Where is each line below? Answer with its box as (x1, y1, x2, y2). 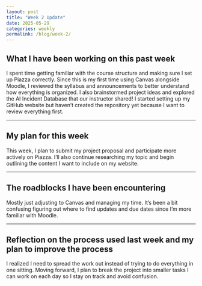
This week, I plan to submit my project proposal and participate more (6, 147, 177, 154)
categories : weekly (6, 25, 55, 32)
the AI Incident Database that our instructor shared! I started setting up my (6, 95, 191, 102)
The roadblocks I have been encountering (6, 183, 166, 193)
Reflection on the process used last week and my (6, 234, 194, 244)
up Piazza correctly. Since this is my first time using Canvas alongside (6, 76, 180, 83)
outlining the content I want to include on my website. (6, 160, 139, 167)
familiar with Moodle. (6, 211, 58, 219)
